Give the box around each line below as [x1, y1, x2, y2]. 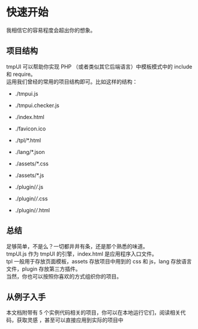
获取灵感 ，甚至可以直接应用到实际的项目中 [16, 316, 124, 324]
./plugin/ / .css [14, 195, 48, 202]
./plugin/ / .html [14, 206, 50, 214]
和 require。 [6, 70, 36, 78]
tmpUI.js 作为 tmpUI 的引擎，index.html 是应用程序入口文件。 [6, 250, 158, 257]
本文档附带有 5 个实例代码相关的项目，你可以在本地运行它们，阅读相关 [6, 309, 181, 316]
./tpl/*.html [14, 137, 41, 144]
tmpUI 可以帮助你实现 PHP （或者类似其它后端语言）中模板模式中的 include [6, 63, 193, 70]
